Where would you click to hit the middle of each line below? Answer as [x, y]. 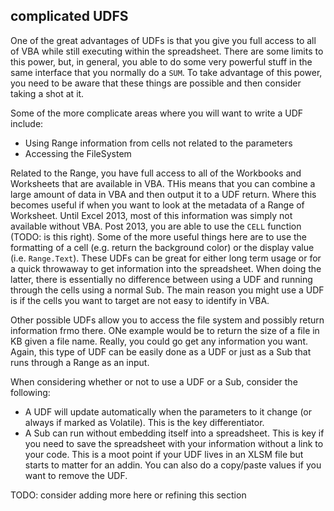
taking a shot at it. [47, 93]
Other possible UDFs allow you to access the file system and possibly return [167, 320]
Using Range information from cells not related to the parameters [158, 143]
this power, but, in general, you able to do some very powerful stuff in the [161, 61]
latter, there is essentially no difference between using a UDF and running [161, 279]
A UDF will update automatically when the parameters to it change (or [168, 411]
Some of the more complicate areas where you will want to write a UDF [157, 113]
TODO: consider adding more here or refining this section [128, 495]
